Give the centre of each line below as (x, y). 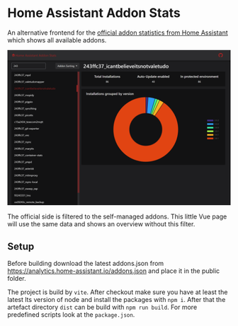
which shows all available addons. (57, 40)
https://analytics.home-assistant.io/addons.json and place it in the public (114, 271)
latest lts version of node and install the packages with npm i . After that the (117, 300)
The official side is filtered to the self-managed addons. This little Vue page (117, 216)
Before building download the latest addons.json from (86, 264)
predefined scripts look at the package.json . (71, 315)
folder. (17, 279)
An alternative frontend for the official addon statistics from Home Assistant (118, 33)
